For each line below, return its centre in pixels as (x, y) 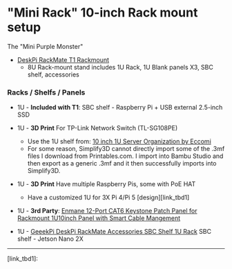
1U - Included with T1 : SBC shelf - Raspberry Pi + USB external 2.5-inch (120, 108)
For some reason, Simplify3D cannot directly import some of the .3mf (126, 149)
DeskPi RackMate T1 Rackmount (63, 59)
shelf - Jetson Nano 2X (50, 239)
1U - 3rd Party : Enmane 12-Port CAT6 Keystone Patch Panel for (107, 211)
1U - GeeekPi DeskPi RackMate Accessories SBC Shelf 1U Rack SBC (114, 232)
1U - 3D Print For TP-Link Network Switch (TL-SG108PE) (97, 128)
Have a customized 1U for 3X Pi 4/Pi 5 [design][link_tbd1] (108, 197)
